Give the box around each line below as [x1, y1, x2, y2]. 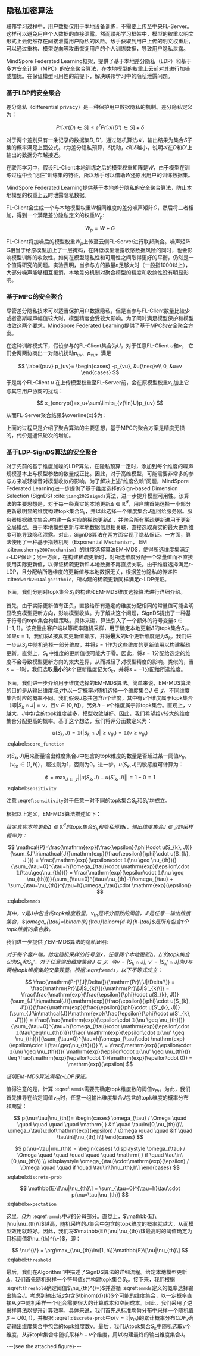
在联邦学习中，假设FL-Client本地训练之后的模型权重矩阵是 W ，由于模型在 [6, 164, 185, 171]
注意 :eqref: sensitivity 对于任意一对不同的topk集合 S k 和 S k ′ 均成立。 [6, 797, 171, 805]
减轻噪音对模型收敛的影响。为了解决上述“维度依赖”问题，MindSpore [21, 478, 189, 485]
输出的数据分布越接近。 [6, 151, 64, 158]
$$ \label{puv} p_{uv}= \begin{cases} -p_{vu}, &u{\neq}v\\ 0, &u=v [17, 362, 183, 370]
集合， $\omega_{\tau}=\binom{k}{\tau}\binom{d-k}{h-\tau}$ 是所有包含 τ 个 [6, 918, 189, 925]
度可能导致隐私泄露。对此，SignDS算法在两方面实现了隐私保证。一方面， [6, 531, 186, 538]
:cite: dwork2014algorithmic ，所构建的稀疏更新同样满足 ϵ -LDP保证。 [6, 575, 170, 583]
